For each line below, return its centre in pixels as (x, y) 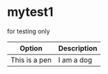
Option (31, 48)
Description (78, 48)
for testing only (29, 31)
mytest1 (30, 12)
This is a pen (31, 59)
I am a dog (75, 59)
